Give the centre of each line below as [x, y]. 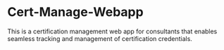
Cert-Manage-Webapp [75, 12]
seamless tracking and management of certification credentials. [100, 38]
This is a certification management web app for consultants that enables [112, 31]
